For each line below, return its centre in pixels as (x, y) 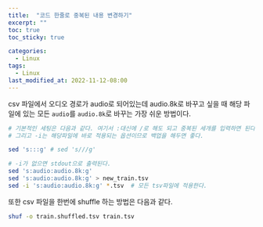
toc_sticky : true (36, 37)
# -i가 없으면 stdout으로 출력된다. (59, 164)
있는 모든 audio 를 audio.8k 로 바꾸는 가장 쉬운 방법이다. (107, 113)
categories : (27, 52)
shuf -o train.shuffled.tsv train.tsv (71, 216)
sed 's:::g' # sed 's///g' (52, 150)
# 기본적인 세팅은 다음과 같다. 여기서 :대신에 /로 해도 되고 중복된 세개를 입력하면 (124, 128)
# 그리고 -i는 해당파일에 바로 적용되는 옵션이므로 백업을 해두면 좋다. (106, 135)
